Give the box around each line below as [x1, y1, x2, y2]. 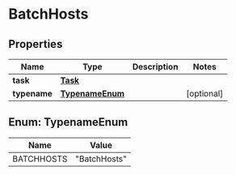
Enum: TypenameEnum [8, 115, 129, 130]
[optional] [185, 88, 224, 99]
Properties [8, 37, 63, 51]
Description [132, 62, 179, 72]
